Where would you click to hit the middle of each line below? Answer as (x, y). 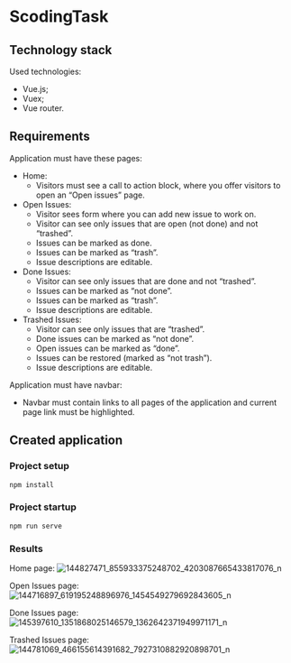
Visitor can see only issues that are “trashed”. (120, 329)
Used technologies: (45, 71)
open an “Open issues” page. (91, 195)
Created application (66, 441)
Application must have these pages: (76, 158)
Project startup (43, 507)
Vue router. (43, 108)
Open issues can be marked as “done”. (108, 348)
